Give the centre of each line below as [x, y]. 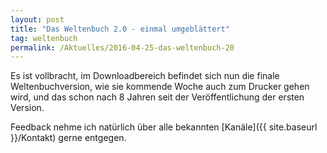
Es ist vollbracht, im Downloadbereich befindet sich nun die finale [145, 76]
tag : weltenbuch [44, 38]
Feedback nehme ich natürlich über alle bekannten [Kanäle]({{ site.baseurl [164, 127]
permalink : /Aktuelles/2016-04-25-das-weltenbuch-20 [122, 47]
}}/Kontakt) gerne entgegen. [68, 138]
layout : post [37, 19]
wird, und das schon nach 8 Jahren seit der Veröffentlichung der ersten [157, 97]
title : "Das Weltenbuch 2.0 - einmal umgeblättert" [120, 29]
